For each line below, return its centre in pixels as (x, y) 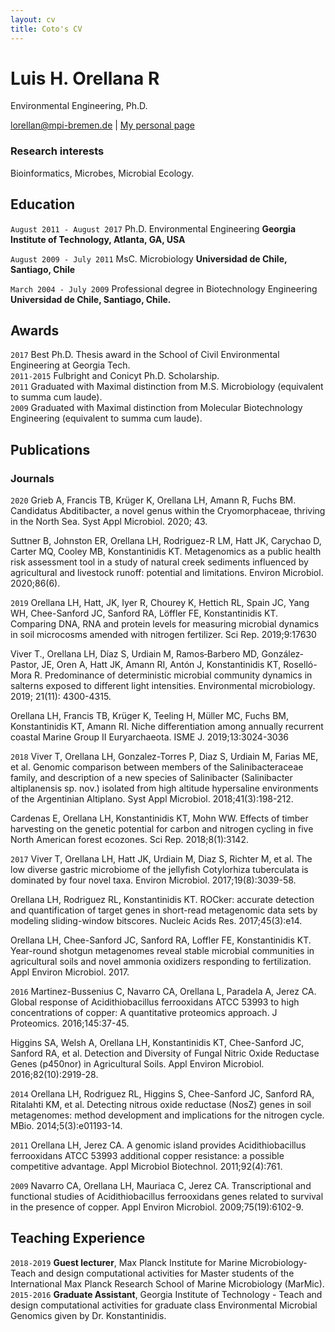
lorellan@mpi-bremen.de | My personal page (102, 125)
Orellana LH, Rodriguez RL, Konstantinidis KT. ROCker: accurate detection (162, 900)
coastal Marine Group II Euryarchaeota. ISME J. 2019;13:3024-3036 (149, 737)
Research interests (57, 151)
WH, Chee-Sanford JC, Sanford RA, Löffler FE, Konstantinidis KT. (144, 613)
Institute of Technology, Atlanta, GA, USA (98, 239)
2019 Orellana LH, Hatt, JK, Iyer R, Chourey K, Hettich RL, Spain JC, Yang (160, 603)
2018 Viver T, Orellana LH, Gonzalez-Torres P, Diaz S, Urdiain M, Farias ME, (164, 757)
